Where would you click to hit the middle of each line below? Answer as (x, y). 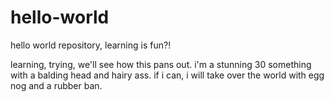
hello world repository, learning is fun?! (91, 45)
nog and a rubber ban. (56, 85)
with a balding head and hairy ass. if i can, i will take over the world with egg (167, 75)
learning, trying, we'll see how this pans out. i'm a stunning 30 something (161, 64)
